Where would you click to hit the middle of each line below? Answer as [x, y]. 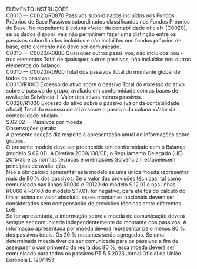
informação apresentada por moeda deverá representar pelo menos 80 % [96, 228]
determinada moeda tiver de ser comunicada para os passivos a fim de [92, 241]
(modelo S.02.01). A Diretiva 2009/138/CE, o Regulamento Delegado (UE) [95, 153]
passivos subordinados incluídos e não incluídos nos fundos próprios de [94, 40]
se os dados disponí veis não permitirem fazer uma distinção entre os [91, 34]
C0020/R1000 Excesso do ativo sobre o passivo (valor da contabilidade [93, 103]
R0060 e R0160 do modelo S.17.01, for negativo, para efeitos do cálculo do [96, 191]
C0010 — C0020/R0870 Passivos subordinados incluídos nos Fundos [90, 15]
